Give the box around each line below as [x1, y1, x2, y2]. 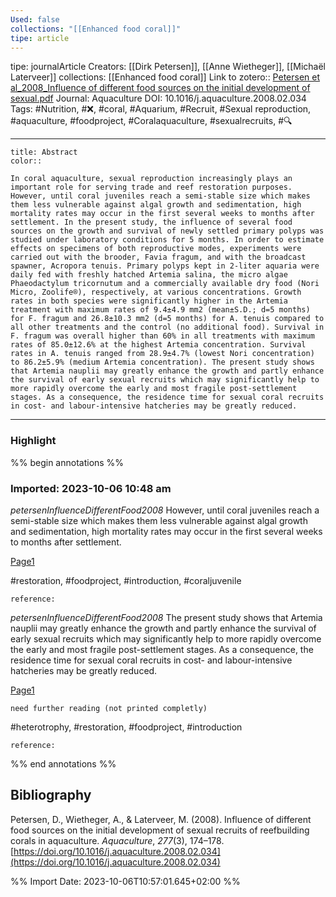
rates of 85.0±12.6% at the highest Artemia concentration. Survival [10, 340, 307, 350]
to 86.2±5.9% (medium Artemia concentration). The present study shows [10, 357, 315, 368]
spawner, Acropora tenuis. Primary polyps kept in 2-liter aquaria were [10, 261, 320, 271]
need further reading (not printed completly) [10, 703, 208, 713]
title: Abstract [10, 147, 78, 158]
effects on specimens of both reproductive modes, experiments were [10, 244, 302, 254]
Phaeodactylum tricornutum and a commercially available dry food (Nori [10, 279, 320, 289]
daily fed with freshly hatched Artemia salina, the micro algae [10, 270, 288, 280]
